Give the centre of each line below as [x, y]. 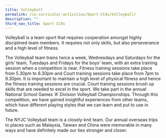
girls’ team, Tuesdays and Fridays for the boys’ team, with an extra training [81, 63]
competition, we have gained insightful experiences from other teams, [77, 100]
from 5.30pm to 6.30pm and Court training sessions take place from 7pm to [82, 73]
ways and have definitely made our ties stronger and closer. [66, 130]
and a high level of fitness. [32, 48]
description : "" [22, 19]
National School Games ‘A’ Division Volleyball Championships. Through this [82, 94]
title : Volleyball [24, 10]
